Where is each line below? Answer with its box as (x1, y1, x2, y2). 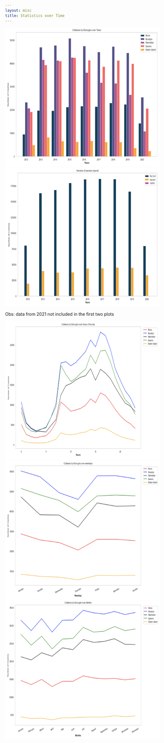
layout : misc (5, 8, 32, 13)
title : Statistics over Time (5, 13, 65, 18)
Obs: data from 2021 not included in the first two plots (5, 311, 114, 317)
